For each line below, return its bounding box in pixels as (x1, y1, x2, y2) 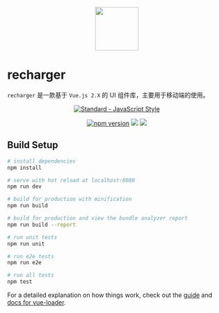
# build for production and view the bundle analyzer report (7, 215, 188, 222)
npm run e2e (7, 259, 42, 266)
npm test (7, 278, 33, 285)
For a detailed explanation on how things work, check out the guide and (7, 291, 213, 299)
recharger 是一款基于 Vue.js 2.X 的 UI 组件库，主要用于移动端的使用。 (7, 90, 209, 99)
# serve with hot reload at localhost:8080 (7, 177, 136, 184)
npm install (7, 164, 42, 171)
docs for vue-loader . (7, 298, 66, 306)
